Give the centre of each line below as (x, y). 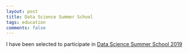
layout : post (22, 11)
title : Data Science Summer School (50, 17)
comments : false (26, 28)
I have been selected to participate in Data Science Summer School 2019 (94, 44)
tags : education (26, 22)
